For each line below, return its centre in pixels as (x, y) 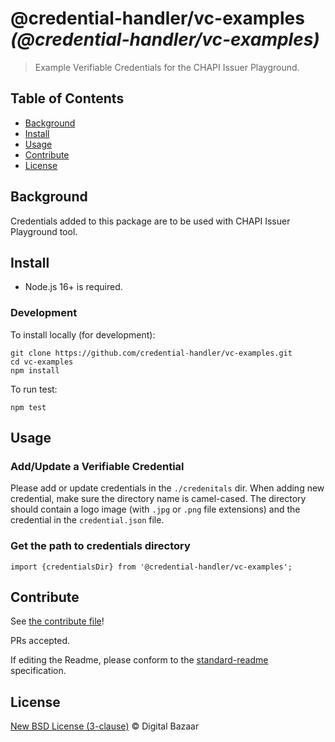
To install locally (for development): (83, 334)
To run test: (34, 389)
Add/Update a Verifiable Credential (97, 466)
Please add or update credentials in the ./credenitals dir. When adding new (167, 488)
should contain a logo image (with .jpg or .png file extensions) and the (155, 509)
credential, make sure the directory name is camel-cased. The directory (158, 499)
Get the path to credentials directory (100, 546)
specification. (38, 671)
